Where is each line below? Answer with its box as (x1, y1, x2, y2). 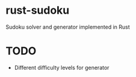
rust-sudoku (5, 4, 70, 17)
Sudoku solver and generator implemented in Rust (5, 23, 130, 30)
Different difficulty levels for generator (14, 64, 110, 71)
